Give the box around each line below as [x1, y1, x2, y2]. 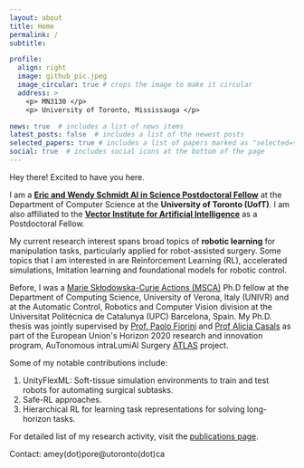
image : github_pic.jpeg [17, 72, 107, 81]
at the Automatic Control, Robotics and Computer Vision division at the [9, 301, 273, 312]
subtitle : [9, 38, 47, 48]
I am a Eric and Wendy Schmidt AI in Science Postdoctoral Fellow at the [9, 189, 282, 200]
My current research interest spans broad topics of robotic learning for [9, 235, 276, 246]
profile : [9, 55, 43, 64]
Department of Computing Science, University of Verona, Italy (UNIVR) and [9, 291, 290, 302]
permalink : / [9, 30, 59, 39]
